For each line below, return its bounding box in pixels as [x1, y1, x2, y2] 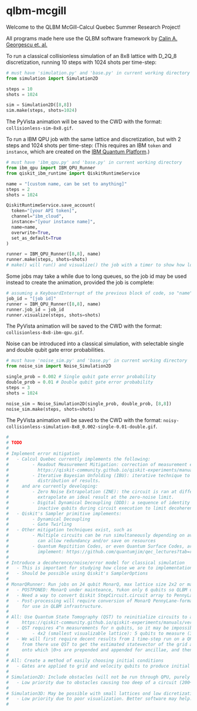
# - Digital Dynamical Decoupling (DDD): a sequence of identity [6, 499, 191, 505]
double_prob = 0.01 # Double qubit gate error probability [6, 379, 154, 385]
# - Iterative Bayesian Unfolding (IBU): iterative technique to [6, 472, 191, 478]
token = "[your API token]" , [11, 208, 77, 214]
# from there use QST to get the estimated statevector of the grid [6, 641, 188, 647]
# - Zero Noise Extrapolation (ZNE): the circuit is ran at [6, 489, 177, 495]
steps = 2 [6, 186, 30, 192]
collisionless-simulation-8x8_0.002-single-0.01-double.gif [6, 424, 157, 430]
